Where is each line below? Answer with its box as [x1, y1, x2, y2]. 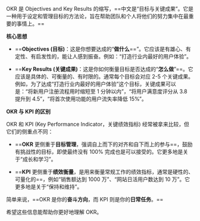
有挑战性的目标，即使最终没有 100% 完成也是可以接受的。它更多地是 [14, 148, 183, 155]
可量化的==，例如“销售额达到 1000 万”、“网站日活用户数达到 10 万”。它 [14, 176, 190, 183]
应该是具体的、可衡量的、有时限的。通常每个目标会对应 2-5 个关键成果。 [14, 73, 193, 80]
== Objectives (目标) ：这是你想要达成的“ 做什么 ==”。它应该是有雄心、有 [14, 45, 192, 52]
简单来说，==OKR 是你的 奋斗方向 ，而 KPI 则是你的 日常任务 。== [6, 196, 164, 203]
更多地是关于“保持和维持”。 [14, 183, 83, 190]
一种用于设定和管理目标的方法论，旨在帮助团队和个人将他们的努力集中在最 [6, 13, 189, 20]
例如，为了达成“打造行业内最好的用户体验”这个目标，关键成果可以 [14, 80, 177, 88]
